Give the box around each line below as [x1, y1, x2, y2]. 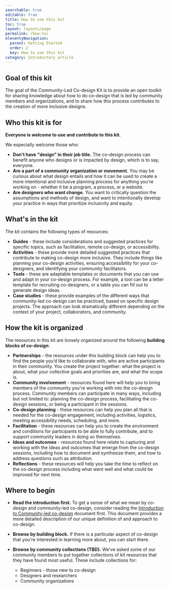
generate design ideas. [12, 287, 61, 293]
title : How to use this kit [5, 17, 65, 22]
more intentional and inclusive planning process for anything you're [12, 179, 154, 184]
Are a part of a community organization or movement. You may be [12, 168, 155, 174]
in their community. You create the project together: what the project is [12, 363, 161, 369]
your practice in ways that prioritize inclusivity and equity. [12, 200, 133, 206]
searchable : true [5, 7, 42, 13]
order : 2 [10, 45, 28, 50]
